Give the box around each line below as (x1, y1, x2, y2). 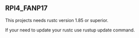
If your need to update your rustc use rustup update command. (5, 27, 135, 33)
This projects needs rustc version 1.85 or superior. (5, 17, 108, 23)
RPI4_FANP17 (5, 4, 48, 12)
